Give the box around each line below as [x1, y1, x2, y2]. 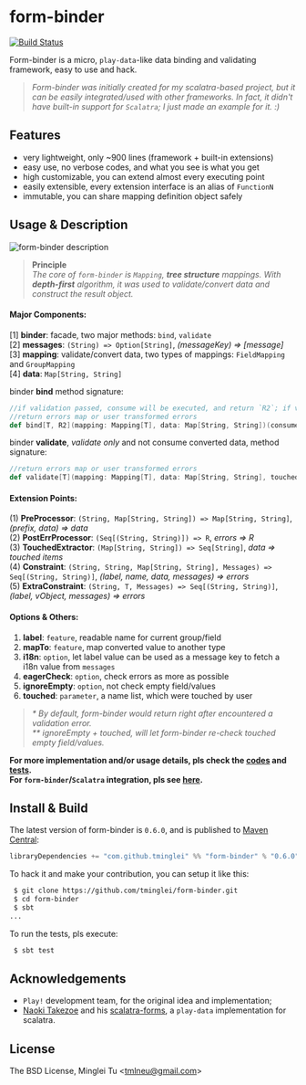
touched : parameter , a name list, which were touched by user [22, 690, 253, 701]
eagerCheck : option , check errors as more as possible [22, 670, 229, 681]
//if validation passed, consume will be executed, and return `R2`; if [9, 404, 291, 413]
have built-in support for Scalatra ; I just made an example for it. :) [31, 100, 280, 111]
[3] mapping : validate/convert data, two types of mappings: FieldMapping [9, 349, 285, 360]
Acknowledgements [9, 971, 127, 986]
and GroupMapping [9, 358, 76, 369]
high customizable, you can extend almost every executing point [22, 171, 266, 182]
